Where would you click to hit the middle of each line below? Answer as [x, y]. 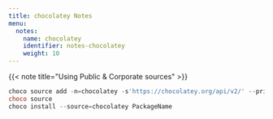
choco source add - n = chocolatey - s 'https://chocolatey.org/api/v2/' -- [132, 91]
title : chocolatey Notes [50, 16]
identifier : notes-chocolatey [74, 46]
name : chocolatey [52, 38]
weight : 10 [41, 53]
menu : [17, 23]
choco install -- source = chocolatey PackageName [91, 106]
